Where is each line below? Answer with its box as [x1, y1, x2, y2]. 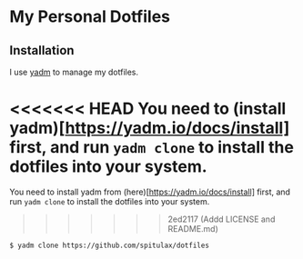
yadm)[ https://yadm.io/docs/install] [9, 118, 290, 138]
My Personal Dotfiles [9, 6, 171, 27]
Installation [9, 43, 75, 58]
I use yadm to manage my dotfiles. [9, 66, 139, 77]
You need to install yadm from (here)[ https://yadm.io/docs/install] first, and [9, 186, 291, 197]
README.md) [167, 223, 218, 234]
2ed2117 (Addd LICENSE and [167, 214, 276, 224]
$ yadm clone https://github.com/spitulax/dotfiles [9, 241, 209, 250]
